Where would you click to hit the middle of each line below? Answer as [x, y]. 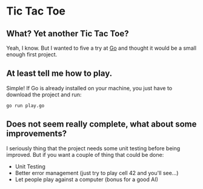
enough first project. [32, 55]
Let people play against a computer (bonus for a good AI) [87, 179]
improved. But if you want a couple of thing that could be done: [85, 154]
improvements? [37, 134]
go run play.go [25, 105]
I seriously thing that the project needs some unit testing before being [93, 148]
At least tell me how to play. [59, 74]
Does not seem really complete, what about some [101, 124]
